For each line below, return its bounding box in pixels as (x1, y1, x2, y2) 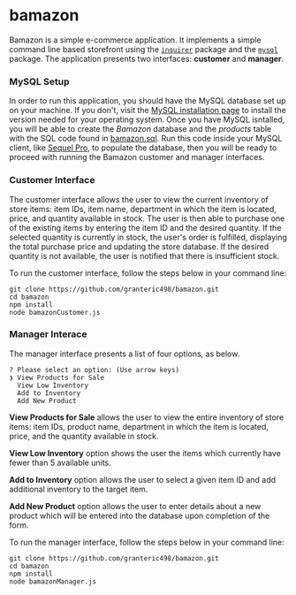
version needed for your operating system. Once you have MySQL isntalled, (9, 114, 285, 125)
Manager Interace (9, 328, 87, 340)
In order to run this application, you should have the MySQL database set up (9, 95, 286, 106)
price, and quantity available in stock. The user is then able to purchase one (9, 213, 285, 224)
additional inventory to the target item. (9, 484, 148, 494)
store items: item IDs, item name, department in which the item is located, (9, 203, 277, 214)
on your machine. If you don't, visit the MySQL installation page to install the (9, 105, 287, 116)
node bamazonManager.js (9, 576, 97, 586)
